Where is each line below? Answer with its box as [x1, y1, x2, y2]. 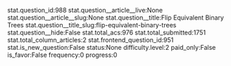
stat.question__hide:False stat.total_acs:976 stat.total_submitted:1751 [7, 28, 206, 37]
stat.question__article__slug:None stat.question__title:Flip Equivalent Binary [7, 13, 224, 22]
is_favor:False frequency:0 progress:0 [7, 51, 118, 59]
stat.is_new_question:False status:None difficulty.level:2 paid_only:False [7, 44, 216, 51]
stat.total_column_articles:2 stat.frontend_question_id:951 [7, 36, 174, 44]
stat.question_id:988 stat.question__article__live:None [7, 6, 163, 14]
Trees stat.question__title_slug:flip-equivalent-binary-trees [7, 21, 177, 29]
